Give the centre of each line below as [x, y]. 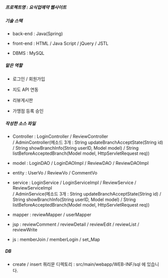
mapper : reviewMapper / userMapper [52, 215]
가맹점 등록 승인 [28, 111]
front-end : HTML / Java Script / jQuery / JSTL [60, 43]
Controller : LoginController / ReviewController [60, 136]
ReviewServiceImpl [32, 188]
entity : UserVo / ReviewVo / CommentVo [55, 173]
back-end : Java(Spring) [38, 34]
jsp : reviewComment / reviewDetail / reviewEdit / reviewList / [76, 224]
